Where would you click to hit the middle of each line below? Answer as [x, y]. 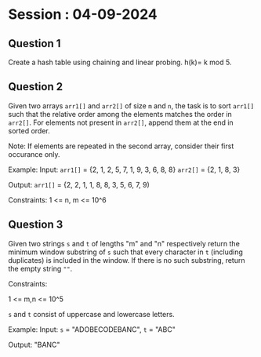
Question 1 [34, 44]
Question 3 [36, 225]
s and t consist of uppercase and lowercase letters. [91, 314]
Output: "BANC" [34, 344]
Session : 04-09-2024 [83, 15]
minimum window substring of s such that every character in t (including [125, 252]
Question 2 [36, 87]
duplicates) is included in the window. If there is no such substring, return [127, 260]
